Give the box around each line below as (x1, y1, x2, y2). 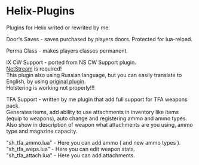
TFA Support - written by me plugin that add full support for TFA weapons (6, 96, 188, 103)
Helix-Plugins (6, 4, 75, 18)
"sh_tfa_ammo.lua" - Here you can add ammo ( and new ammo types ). (6, 139, 181, 146)
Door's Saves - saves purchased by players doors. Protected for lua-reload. (6, 35, 193, 42)
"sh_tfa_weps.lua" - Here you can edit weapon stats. (6, 145, 136, 152)
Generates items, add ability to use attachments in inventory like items (6, 108, 179, 115)
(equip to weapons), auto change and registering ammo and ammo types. (6, 115, 188, 122)
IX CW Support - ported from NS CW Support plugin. (6, 59, 136, 66)
